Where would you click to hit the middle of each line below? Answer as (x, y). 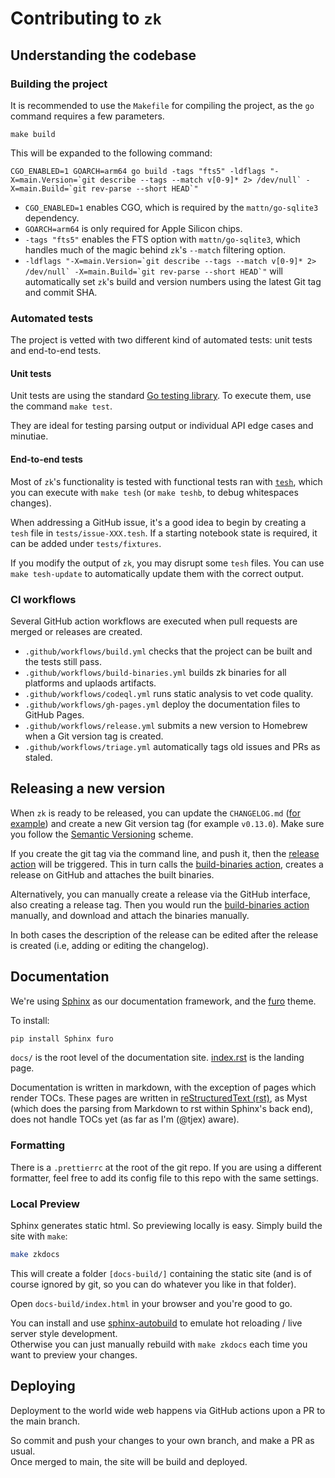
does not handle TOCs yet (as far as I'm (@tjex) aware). (125, 1119)
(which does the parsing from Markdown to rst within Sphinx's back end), (162, 1109)
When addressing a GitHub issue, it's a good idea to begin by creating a (158, 522)
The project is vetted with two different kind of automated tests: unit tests (161, 340)
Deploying (43, 1386)
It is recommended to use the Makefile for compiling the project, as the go (162, 105)
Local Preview (45, 1204)
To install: (30, 1020)
